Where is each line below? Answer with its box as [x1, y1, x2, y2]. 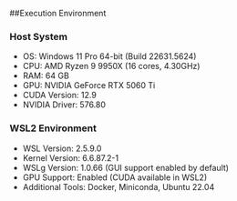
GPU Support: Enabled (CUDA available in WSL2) [22, 172, 208, 183]
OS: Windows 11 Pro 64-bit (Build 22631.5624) [22, 51, 197, 62]
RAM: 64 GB [22, 70, 70, 81]
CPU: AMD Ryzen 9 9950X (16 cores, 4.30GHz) [22, 61, 201, 72]
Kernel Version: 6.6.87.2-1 [22, 152, 119, 163]
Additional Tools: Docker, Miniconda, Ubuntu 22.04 [22, 181, 215, 192]
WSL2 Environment [9, 122, 98, 135]
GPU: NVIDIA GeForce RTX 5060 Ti [22, 80, 156, 91]
